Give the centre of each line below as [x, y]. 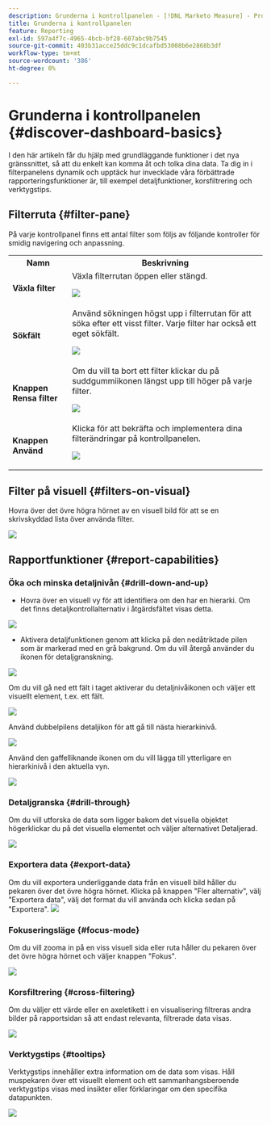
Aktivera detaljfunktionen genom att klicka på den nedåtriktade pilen [133, 640]
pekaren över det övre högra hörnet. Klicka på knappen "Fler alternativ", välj [135, 891]
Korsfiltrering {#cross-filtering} [72, 992]
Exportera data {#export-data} [70, 865]
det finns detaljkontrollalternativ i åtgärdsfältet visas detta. [117, 609]
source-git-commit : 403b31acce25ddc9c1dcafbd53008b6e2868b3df [115, 46]
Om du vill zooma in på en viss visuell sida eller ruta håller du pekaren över [132, 947]
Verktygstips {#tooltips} [57, 1055]
